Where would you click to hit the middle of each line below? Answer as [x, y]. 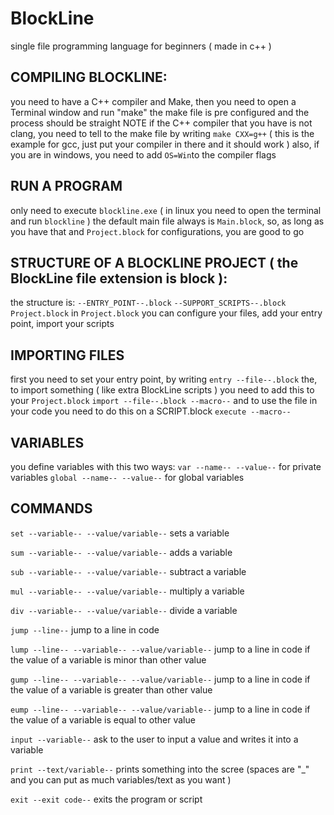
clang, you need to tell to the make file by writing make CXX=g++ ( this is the [162, 133]
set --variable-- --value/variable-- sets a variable [120, 533]
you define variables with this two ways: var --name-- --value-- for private [166, 466]
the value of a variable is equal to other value [103, 719]
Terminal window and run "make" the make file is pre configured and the [160, 112]
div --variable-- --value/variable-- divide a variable [124, 610]
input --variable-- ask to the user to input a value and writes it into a [154, 739]
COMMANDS [51, 508]
